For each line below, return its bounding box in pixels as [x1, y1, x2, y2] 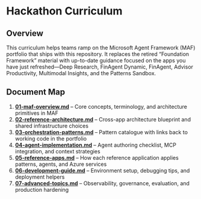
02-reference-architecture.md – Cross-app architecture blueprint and [14, 115, 191, 123]
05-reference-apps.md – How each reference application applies [14, 154, 179, 161]
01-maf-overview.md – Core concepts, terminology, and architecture [14, 103, 188, 110]
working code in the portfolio [14, 135, 87, 142]
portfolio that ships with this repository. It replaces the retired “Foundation [6, 51, 190, 58]
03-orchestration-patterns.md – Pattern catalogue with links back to [14, 128, 188, 136]
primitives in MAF [14, 109, 59, 117]
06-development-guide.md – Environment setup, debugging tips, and [14, 167, 190, 174]
